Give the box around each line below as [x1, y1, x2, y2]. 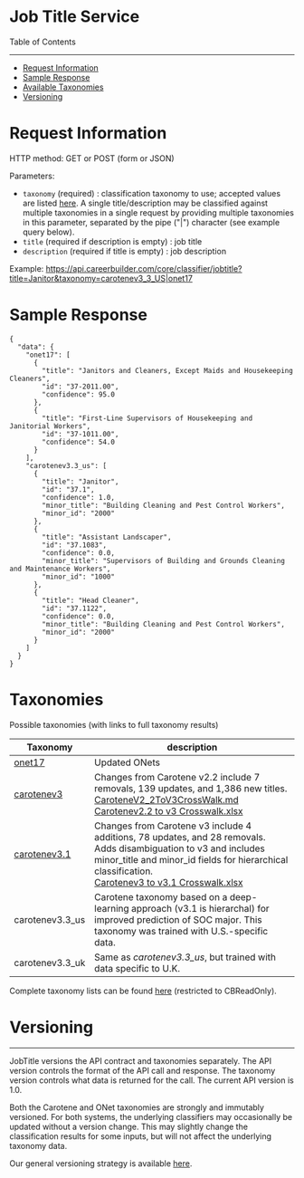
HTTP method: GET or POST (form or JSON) [9, 152, 175, 164]
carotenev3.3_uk [14, 956, 86, 969]
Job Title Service [9, 6, 140, 27]
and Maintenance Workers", [9, 564, 111, 573]
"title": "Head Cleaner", [42, 596, 140, 605]
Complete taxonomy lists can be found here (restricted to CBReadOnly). [9, 985, 278, 996]
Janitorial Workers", [9, 421, 91, 431]
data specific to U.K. [94, 962, 181, 974]
